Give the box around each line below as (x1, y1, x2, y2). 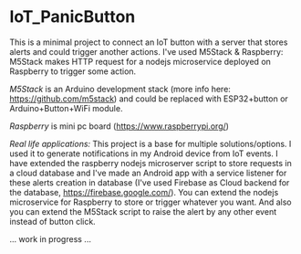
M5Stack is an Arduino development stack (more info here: (9, 83, 231, 94)
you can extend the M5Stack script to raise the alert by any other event (9, 206, 276, 217)
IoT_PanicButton (9, 6, 136, 27)
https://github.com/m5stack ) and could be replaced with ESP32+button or (9, 93, 289, 104)
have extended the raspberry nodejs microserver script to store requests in (9, 157, 292, 168)
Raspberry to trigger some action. (9, 66, 137, 77)
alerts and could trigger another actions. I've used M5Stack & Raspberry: (9, 46, 284, 57)
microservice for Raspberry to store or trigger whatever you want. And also (9, 196, 292, 207)
